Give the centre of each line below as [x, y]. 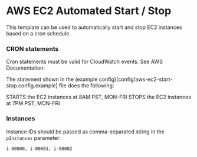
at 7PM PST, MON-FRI [33, 103]
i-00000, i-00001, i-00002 [39, 149]
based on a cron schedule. [38, 33]
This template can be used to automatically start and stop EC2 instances [94, 27]
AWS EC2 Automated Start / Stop [89, 11]
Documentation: [26, 68]
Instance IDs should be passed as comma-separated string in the [86, 132]
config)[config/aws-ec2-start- [136, 79]
